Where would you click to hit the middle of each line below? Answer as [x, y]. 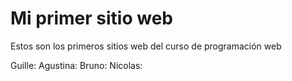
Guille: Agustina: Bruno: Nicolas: [76, 65]
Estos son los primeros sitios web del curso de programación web [146, 46]
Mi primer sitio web [91, 18]
